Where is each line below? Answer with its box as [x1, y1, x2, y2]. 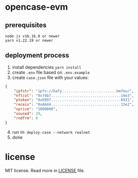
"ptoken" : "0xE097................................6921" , [14, 98, 134, 102]
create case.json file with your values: [12, 75, 89, 80]
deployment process [5, 51, 69, 59]
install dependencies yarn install [12, 64, 81, 70]
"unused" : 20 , [14, 111, 42, 116]
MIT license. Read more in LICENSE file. [5, 167, 85, 173]
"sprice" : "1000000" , [14, 107, 58, 112]
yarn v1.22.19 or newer [5, 38, 54, 43]
